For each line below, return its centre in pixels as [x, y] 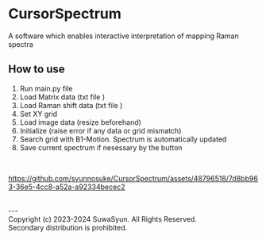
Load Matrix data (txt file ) [62, 97]
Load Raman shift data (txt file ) [71, 105]
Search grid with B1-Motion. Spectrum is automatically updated [123, 139]
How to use [37, 70]
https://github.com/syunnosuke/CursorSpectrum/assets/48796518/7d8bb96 [133, 178]
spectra [21, 44]
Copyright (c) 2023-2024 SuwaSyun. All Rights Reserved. [102, 219]
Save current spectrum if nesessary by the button [101, 147]
